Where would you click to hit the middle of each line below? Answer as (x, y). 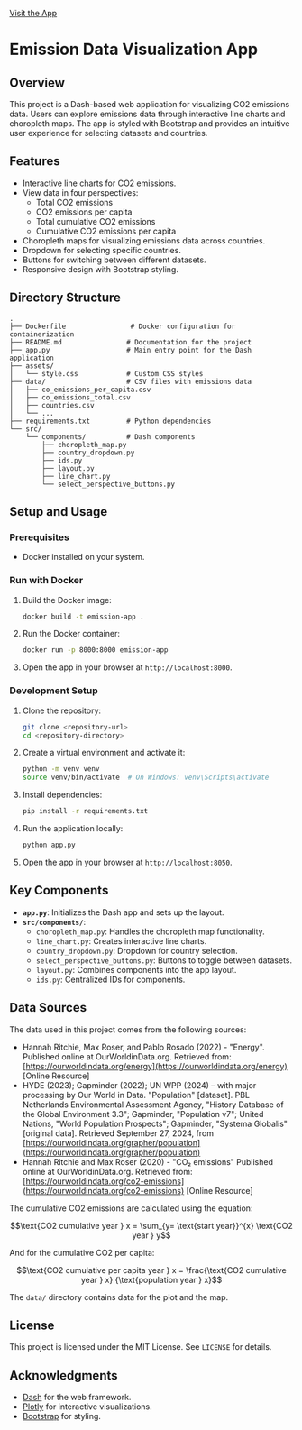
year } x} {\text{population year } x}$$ (151, 1279)
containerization (42, 334)
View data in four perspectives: (80, 192)
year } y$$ (151, 1235)
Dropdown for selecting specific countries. (102, 250)
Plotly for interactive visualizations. (87, 1407)
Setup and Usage (59, 512)
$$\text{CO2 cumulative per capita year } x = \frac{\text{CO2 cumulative (151, 1270)
